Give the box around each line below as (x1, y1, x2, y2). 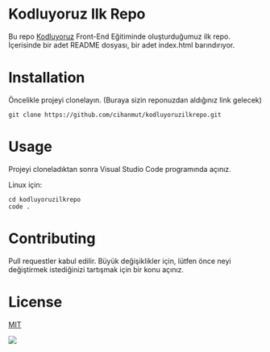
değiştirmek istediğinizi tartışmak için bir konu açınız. (8, 264, 184, 274)
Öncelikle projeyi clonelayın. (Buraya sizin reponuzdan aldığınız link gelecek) (8, 94, 262, 105)
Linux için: (8, 179, 43, 190)
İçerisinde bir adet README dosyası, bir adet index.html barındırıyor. (8, 40, 235, 49)
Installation (8, 69, 85, 87)
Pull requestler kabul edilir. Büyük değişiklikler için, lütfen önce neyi (8, 256, 231, 266)
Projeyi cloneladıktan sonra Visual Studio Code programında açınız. (8, 164, 231, 174)
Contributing (8, 229, 96, 247)
